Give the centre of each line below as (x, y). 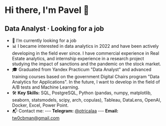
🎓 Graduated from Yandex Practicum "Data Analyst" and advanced (82, 69)
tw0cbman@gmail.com (36, 118)
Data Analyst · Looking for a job (54, 29)
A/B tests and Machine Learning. (45, 87)
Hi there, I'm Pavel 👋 (47, 10)
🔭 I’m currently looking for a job (44, 40)
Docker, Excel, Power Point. (40, 105)
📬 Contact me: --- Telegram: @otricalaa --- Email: (65, 111)
